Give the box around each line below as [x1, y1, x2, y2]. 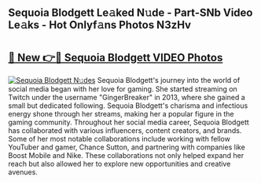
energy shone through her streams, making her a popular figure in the [8, 109, 234, 118]
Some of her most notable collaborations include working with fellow [8, 135, 230, 143]
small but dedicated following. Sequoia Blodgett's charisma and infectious [8, 101, 248, 110]
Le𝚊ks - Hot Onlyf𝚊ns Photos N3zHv [8, 19, 191, 32]
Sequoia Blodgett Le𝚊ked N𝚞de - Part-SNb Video [8, 6, 253, 20]
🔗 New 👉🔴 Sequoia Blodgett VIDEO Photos [8, 51, 223, 64]
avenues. [8, 167, 38, 177]
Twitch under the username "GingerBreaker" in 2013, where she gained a [8, 93, 245, 102]
